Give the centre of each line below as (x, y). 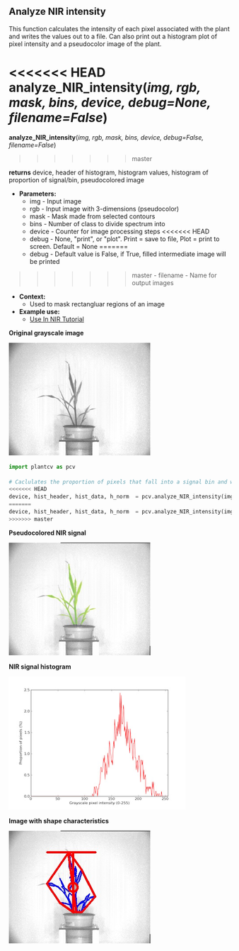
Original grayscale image (46, 333)
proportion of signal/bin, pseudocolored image (77, 179)
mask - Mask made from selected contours (92, 216)
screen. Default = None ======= (79, 246)
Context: (32, 296)
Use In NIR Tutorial (57, 319)
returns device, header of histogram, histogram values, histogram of (109, 172)
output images (153, 282)
